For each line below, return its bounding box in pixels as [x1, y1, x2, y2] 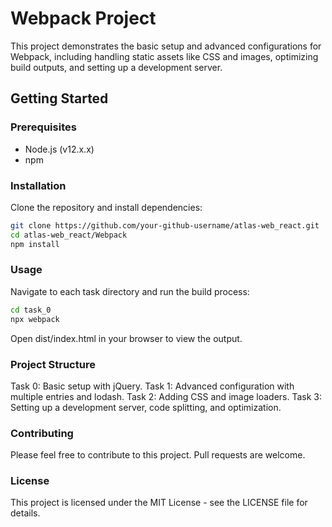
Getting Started [10, 90, 109, 107]
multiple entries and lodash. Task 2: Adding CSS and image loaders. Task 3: [10, 390, 323, 402]
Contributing [10, 426, 74, 440]
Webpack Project [10, 7, 157, 30]
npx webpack [10, 314, 60, 324]
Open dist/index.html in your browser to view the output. [10, 332, 243, 344]
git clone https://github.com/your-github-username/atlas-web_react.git [10, 220, 320, 231]
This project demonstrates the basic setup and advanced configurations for [10, 40, 322, 52]
